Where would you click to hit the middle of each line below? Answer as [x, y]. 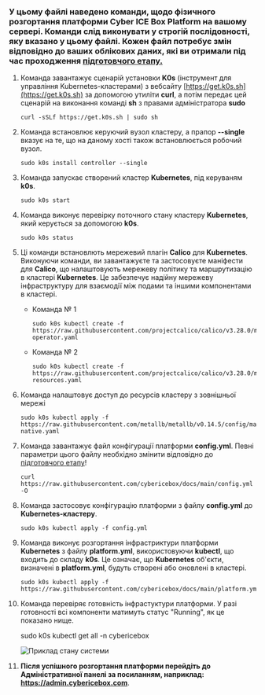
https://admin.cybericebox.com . [75, 683]
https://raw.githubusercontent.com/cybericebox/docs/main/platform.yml [140, 589]
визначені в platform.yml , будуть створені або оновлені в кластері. [133, 568]
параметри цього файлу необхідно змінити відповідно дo [117, 454]
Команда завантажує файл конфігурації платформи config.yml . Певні [137, 446]
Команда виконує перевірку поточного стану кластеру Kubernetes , [134, 215]
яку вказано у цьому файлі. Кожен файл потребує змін [120, 41]
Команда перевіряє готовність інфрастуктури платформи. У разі [129, 604]
